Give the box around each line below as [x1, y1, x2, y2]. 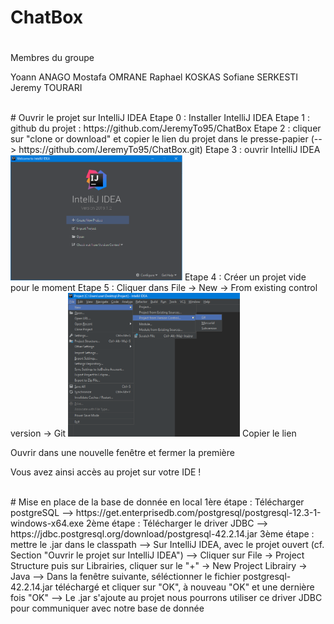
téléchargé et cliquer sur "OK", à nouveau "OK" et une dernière [54, 581, 315, 593]
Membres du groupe [10, 52, 95, 64]
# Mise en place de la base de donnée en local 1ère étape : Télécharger [10, 496, 305, 508]
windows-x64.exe [10, 517, 85, 529]
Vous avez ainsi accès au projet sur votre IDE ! [10, 466, 202, 478]
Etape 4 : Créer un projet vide [184, 271, 307, 283]
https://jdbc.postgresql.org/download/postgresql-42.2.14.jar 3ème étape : [10, 527, 315, 540]
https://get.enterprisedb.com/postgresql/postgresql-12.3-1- [75, 506, 322, 518]
